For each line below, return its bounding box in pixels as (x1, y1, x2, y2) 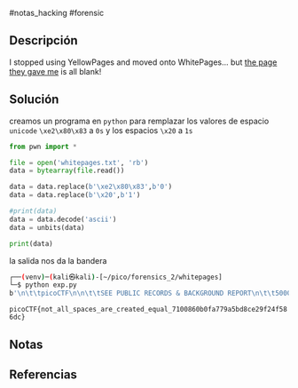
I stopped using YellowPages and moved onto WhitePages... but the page (9, 57, 278, 67)
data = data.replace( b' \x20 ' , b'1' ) (9, 191, 141, 200)
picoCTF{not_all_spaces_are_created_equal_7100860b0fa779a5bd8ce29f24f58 (9, 305, 288, 314)
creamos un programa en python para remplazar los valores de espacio (9, 115, 270, 126)
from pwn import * (9, 142, 77, 151)
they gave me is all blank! (9, 66, 102, 76)
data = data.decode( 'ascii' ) (9, 215, 117, 224)
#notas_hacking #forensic (9, 8, 105, 18)
